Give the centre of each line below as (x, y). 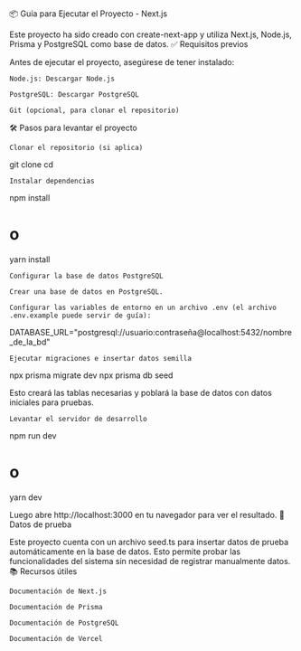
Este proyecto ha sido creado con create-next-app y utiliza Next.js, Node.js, (150, 34)
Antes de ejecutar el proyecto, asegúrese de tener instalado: (122, 62)
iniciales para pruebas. (52, 402)
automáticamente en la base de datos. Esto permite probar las (125, 552)
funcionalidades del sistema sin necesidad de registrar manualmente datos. (150, 561)
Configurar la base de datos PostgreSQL (87, 276)
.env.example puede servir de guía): (80, 316)
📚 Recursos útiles (43, 571)
